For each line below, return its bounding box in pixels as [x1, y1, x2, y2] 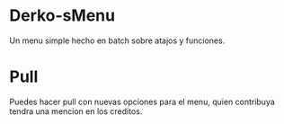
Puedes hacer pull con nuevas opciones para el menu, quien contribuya [9, 96, 276, 107]
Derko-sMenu [9, 5, 115, 26]
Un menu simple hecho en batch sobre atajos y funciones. [9, 35, 226, 46]
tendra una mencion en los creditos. [9, 105, 143, 117]
